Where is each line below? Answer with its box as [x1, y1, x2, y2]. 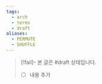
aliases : [6, 31, 28, 37]
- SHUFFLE [11, 42, 36, 48]
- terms [11, 20, 31, 25]
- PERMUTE [11, 36, 36, 42]
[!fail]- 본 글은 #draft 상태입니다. [20, 59, 97, 66]
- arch [11, 14, 28, 20]
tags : [6, 8, 20, 15]
